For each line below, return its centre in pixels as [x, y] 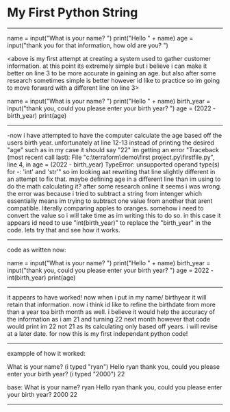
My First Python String [73, 13]
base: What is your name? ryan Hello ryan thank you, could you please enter [115, 387]
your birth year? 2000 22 [42, 394]
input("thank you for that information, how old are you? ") [88, 45]
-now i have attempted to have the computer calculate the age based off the [115, 135]
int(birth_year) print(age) [41, 277]
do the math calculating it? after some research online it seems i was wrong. [114, 186]
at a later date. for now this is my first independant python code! [98, 333]
